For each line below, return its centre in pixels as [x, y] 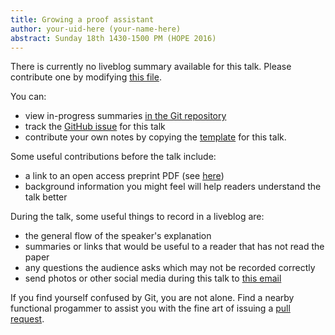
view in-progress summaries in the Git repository [125, 116]
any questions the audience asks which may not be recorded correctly [170, 268]
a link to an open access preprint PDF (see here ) [124, 176]
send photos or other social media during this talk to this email [153, 278]
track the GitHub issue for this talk [95, 127]
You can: [28, 97]
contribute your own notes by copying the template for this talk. [155, 137]
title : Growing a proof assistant [82, 19]
